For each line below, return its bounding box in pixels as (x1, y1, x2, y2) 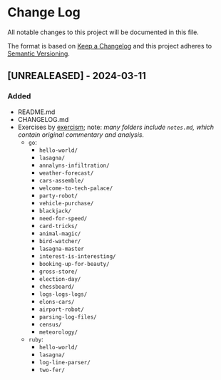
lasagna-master (38, 245, 84, 252)
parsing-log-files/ (38, 313, 98, 321)
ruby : (28, 334, 44, 343)
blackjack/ (38, 207, 71, 215)
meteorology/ (38, 329, 78, 336)
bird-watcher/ (38, 237, 81, 245)
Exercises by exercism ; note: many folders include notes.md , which (17, 123, 215, 131)
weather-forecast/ (38, 169, 94, 177)
